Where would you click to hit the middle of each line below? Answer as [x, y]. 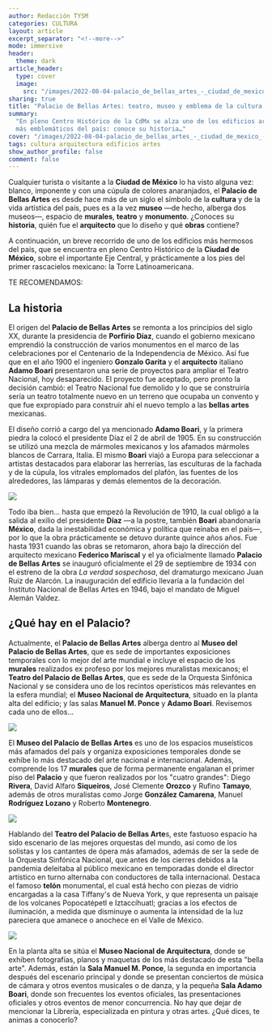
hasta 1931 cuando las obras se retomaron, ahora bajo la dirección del [125, 546]
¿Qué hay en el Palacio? [70, 624]
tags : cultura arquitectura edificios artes [85, 144]
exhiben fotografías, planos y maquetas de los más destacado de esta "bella [136, 959]
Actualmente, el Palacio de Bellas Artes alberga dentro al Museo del [123, 643]
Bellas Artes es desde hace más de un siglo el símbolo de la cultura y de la [134, 199]
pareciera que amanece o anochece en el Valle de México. [106, 920]
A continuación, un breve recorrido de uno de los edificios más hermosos [131, 241]
